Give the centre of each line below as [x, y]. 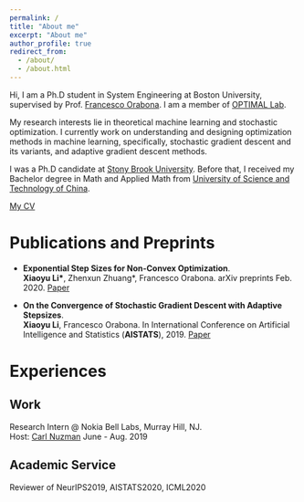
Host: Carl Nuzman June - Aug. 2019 [79, 436]
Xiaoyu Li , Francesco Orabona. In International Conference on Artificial [156, 324]
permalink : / [34, 18]
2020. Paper [46, 288]
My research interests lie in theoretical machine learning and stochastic [144, 122]
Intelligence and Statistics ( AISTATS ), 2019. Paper [117, 334]
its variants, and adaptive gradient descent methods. [109, 151]
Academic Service [63, 465]
